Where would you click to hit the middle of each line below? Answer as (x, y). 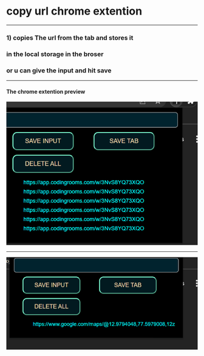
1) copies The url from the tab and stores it (70, 38)
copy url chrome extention (74, 11)
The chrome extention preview (46, 91)
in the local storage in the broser (55, 54)
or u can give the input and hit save (59, 70)
